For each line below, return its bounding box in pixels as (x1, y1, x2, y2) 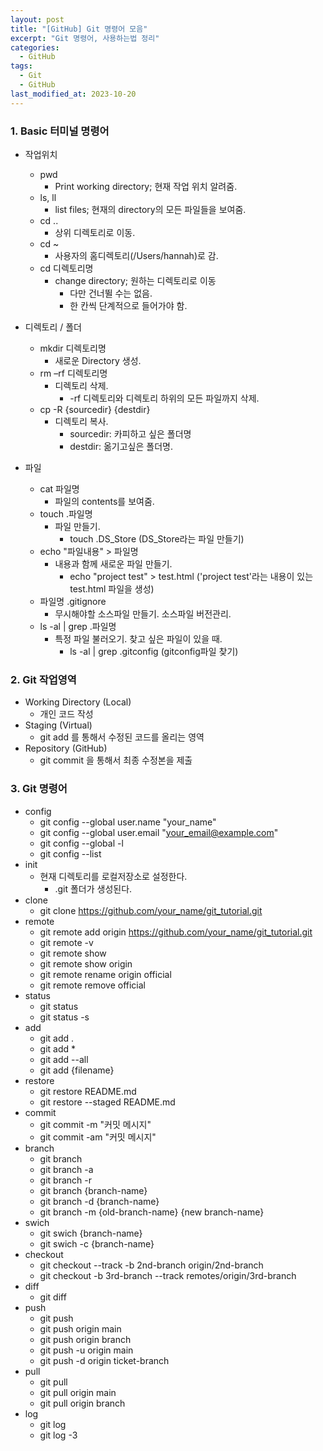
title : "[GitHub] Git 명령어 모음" (10, 24, 148, 34)
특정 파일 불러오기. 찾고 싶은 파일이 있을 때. (54, 632, 223, 645)
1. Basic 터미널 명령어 (10, 124, 110, 138)
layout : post (10, 14, 65, 25)
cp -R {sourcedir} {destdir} (39, 403, 151, 415)
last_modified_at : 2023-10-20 (10, 89, 137, 99)
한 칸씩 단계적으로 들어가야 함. (69, 299, 188, 311)
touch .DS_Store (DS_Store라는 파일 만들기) (69, 532, 245, 545)
